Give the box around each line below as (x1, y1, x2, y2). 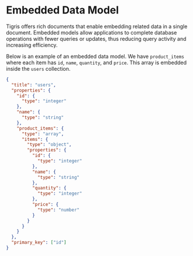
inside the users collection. (6, 65, 71, 72)
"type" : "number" (37, 207, 80, 213)
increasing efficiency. (6, 41, 58, 49)
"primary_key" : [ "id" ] (11, 240, 67, 245)
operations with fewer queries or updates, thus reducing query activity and (6, 35, 187, 42)
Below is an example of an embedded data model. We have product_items (6, 53, 184, 60)
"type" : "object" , (27, 141, 72, 148)
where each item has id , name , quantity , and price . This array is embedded (6, 59, 187, 66)
